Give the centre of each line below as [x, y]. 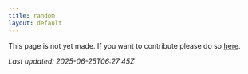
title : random [32, 16]
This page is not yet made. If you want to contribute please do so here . [124, 45]
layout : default [35, 23]
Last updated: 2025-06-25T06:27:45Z [71, 61]
